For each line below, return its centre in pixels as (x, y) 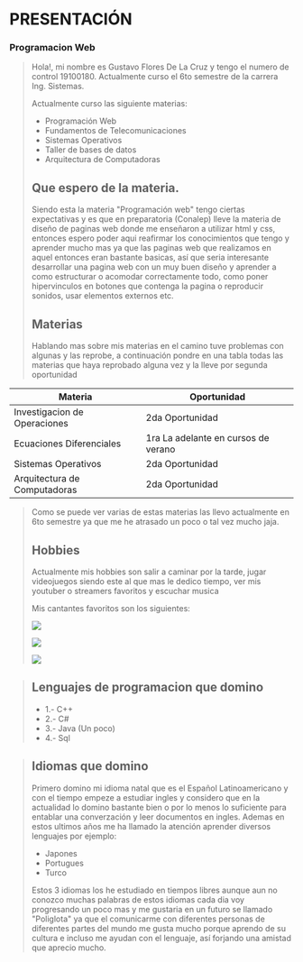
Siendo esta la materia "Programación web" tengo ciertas (138, 210)
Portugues (64, 863)
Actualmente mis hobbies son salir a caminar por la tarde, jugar (149, 572)
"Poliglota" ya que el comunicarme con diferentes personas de (148, 919)
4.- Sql (57, 738)
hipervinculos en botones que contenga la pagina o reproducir (147, 286)
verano (161, 449)
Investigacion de (49, 412)
